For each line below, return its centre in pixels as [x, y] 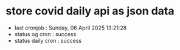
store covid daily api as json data [90, 11]
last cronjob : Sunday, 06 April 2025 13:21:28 [71, 28]
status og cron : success [45, 34]
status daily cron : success [48, 40]
